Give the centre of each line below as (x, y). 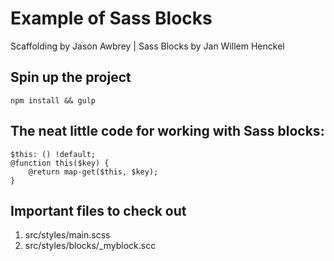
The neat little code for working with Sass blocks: (167, 131)
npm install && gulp (53, 100)
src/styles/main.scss (67, 235)
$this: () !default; (53, 154)
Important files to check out (98, 210)
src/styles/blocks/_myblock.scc (90, 246)
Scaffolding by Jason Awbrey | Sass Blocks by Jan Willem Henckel (147, 46)
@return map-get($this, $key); (93, 172)
